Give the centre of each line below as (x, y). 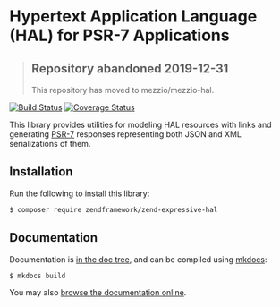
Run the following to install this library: (80, 193)
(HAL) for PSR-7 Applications (119, 35)
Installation (41, 172)
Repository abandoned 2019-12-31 (130, 68)
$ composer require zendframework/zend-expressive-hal (114, 209)
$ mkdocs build (38, 276)
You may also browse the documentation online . (98, 293)
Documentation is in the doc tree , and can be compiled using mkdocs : (138, 259)
